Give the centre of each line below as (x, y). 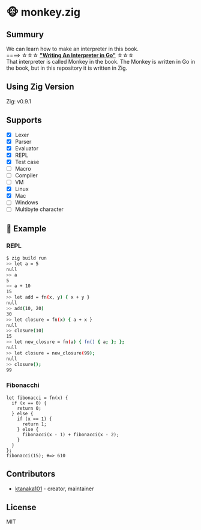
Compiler (26, 175)
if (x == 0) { (29, 403)
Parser (23, 141)
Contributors (31, 474)
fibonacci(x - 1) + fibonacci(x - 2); (70, 434)
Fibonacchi (23, 385)
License (21, 507)
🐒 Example (26, 229)
